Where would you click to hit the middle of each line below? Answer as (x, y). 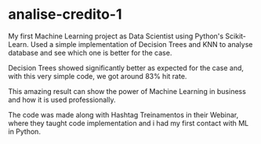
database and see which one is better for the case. (90, 52)
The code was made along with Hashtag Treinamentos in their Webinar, (123, 114)
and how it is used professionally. (62, 99)
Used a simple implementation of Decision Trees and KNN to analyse (141, 44)
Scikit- (236, 36)
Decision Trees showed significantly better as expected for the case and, (126, 67)
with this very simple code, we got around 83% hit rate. (98, 76)
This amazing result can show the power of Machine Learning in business (127, 91)
